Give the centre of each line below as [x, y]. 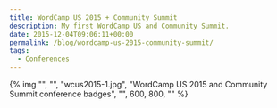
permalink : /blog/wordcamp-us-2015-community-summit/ [112, 42]
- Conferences [43, 59]
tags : [19, 51]
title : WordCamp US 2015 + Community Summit [93, 17]
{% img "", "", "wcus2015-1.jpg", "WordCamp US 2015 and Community [138, 84]
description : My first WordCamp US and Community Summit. [119, 26]
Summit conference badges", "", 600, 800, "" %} [99, 94]
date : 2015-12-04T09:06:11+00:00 [71, 34]
